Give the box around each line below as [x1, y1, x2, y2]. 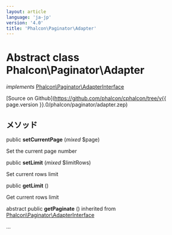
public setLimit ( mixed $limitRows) [6, 159, 91, 166]
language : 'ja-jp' [6, 14, 52, 20]
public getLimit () [6, 182, 49, 189]
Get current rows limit [6, 194, 59, 200]
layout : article [6, 8, 46, 15]
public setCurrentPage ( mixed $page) [6, 136, 100, 143]
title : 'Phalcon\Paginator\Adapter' [6, 25, 97, 32]
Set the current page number [6, 148, 77, 155]
